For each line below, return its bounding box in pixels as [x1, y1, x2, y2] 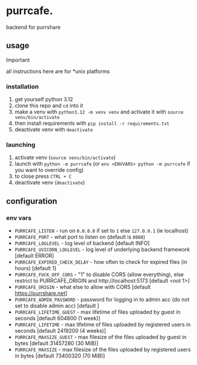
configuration [6, 196, 58, 206]
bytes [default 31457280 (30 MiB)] [14, 340, 99, 347]
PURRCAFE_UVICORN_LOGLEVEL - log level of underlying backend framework [14, 246, 190, 253]
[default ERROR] [14, 252, 54, 260]
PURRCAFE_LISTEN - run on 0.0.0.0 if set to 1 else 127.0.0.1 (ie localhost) [14, 227, 189, 234]
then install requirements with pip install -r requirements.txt [14, 120, 169, 127]
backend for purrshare [6, 24, 61, 31]
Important [6, 56, 30, 63]
